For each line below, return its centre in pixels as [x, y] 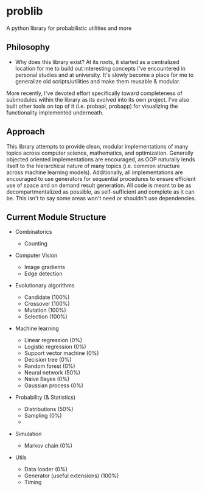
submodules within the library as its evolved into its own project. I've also [98, 99]
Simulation [28, 434]
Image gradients [45, 267]
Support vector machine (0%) [61, 353]
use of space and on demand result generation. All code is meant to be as [99, 185]
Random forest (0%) [50, 366]
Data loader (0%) [46, 469]
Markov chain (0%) [48, 446]
